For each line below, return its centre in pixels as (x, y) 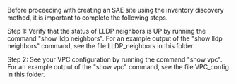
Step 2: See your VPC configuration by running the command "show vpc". (115, 59)
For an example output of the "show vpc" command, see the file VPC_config (118, 67)
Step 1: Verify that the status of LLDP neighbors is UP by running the (107, 31)
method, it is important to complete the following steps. (88, 17)
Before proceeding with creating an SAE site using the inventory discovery (116, 10)
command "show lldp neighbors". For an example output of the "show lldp (115, 38)
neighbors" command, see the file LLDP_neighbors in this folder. (101, 46)
